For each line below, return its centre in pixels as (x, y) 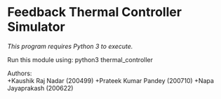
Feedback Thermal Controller (95, 12)
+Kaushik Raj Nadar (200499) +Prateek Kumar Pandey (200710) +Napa (110, 80)
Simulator (36, 27)
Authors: (20, 73)
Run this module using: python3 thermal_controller (80, 59)
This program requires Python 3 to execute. (70, 46)
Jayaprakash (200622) (40, 88)
